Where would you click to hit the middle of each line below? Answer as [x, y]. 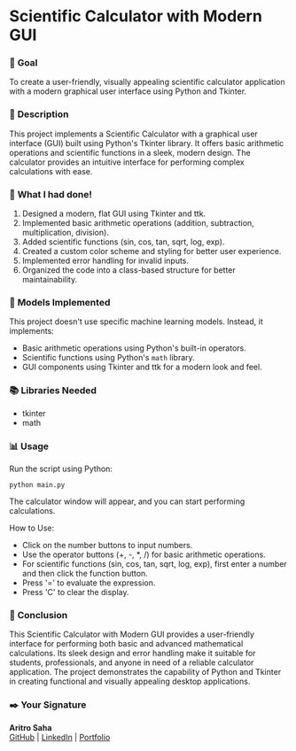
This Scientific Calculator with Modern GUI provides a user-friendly [132, 634]
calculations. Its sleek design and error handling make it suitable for [132, 654]
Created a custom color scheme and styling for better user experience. [152, 252]
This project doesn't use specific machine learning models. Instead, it [136, 321]
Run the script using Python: [61, 468]
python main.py [37, 484]
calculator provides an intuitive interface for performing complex [127, 162]
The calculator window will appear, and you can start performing [127, 501]
